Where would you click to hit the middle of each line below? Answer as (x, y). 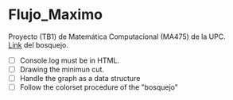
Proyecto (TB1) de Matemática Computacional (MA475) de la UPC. (117, 37)
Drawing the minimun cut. (62, 69)
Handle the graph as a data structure (80, 79)
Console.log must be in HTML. (70, 60)
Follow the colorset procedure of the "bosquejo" (99, 87)
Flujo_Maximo (56, 15)
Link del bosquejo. (39, 44)
